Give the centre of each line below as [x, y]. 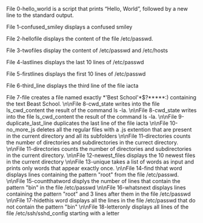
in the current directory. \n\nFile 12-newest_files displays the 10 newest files [101, 155]
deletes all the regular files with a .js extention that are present [114, 129]
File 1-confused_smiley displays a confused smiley [69, 27]
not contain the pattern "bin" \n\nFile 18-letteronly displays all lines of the [98, 207]
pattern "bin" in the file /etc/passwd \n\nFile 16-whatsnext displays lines [96, 188]
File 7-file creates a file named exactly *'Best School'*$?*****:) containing [101, 97]
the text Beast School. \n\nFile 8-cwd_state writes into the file [83, 104]
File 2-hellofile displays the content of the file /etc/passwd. [80, 38]
